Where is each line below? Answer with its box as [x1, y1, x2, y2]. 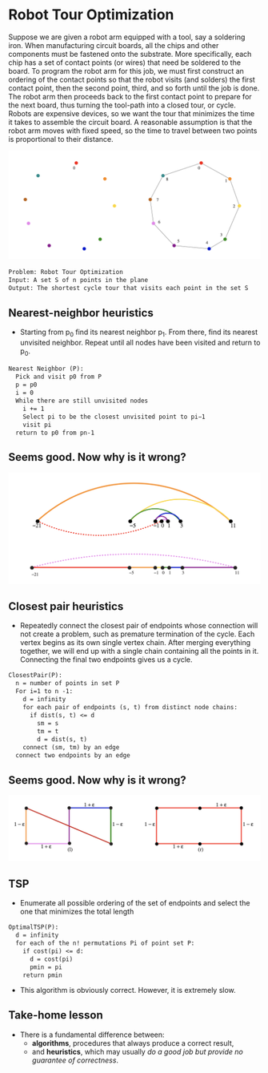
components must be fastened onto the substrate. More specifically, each [8, 49, 252, 58]
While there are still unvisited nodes [15, 397, 149, 405]
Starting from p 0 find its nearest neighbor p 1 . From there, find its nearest [19, 327, 258, 339]
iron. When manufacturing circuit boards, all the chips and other [8, 40, 219, 50]
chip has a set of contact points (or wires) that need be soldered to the [8, 58, 242, 67]
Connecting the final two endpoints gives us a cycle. [19, 655, 193, 664]
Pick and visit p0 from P [15, 373, 102, 381]
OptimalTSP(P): [8, 923, 59, 931]
